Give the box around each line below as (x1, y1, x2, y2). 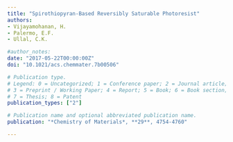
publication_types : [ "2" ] (7, 100, 82, 107)
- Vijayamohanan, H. (7, 23, 67, 30)
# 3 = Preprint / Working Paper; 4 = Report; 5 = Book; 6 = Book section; (7, 87, 228, 94)
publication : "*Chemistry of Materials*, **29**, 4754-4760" (7, 118, 188, 125)
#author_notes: (7, 48, 51, 55)
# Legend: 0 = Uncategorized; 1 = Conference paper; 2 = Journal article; (7, 80, 228, 87)
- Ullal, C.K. (7, 36, 49, 43)
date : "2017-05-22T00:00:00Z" (7, 55, 95, 62)
